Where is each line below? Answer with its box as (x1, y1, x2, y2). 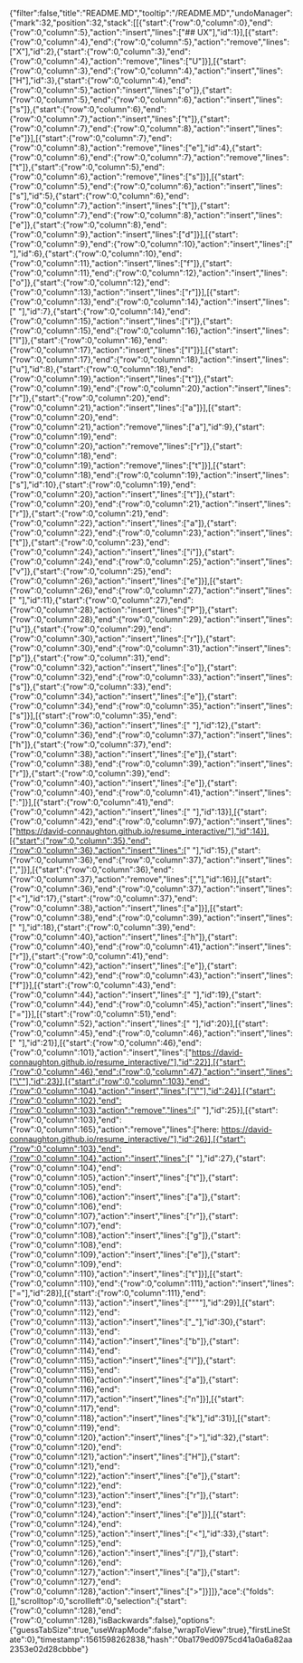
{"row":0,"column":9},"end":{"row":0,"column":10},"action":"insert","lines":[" (9, 239, 293, 249)
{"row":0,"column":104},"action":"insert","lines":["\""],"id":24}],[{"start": (9, 1086, 276, 1096)
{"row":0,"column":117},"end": (9, 1403, 120, 1414)
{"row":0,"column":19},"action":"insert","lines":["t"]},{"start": (9, 373, 233, 384)
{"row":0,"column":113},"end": (9, 1326, 120, 1337)
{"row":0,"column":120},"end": (9, 1442, 122, 1452)
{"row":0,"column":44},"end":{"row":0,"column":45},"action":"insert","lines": (9, 999, 294, 1009)
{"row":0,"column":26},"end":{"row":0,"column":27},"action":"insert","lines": (9, 585, 292, 596)
